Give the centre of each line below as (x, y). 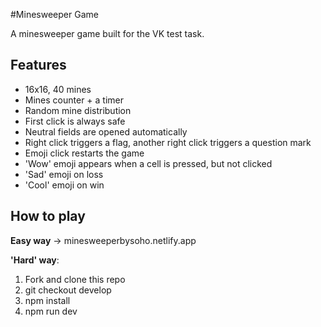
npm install (47, 300)
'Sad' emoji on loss (64, 174)
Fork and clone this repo (75, 279)
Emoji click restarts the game (84, 153)
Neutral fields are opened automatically (106, 131)
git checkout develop (68, 290)
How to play (48, 216)
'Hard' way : (35, 260)
